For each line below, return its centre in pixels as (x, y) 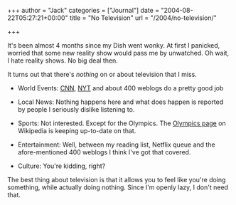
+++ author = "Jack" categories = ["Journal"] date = (84, 10)
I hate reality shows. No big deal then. (63, 61)
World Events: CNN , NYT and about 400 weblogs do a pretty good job (120, 88)
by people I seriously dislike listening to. (76, 109)
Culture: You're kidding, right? (61, 166)
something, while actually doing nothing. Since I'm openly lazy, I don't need (118, 187)
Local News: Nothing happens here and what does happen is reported (120, 102)
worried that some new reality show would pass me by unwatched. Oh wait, (118, 53)
